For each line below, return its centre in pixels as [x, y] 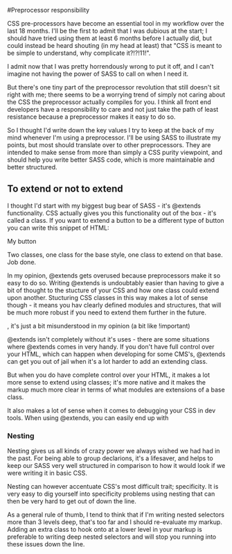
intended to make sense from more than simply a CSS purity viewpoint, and [115, 152]
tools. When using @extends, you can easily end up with [88, 418]
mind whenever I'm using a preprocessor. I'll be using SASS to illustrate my [114, 137]
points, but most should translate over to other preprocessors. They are [109, 145]
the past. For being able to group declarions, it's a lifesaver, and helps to [110, 458]
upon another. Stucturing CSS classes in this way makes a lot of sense [108, 297]
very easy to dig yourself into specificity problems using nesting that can [111, 494]
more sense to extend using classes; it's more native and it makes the [107, 382]
